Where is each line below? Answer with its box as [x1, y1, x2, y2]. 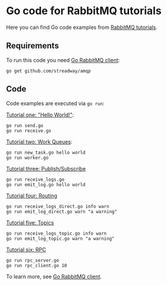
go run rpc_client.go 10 [6, 262, 67, 268]
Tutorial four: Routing [6, 192, 58, 199]
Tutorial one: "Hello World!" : [6, 111, 74, 118]
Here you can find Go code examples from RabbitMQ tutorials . [6, 24, 158, 31]
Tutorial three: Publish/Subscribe [6, 165, 86, 172]
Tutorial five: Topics [6, 219, 54, 226]
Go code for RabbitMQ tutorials [6, 4, 162, 18]
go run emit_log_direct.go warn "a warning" [6, 209, 117, 214]
